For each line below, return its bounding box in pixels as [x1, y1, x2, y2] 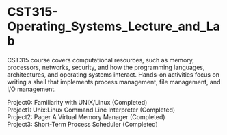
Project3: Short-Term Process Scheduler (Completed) [7, 120, 159, 128]
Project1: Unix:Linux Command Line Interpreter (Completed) [7, 106, 176, 114]
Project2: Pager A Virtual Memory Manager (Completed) [7, 112, 165, 121]
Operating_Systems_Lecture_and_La [7, 19, 221, 34]
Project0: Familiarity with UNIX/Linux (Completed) [7, 98, 148, 106]
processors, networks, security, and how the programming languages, [7, 63, 205, 71]
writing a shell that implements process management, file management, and [7, 77, 221, 86]
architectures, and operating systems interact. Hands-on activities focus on [7, 70, 220, 79]
